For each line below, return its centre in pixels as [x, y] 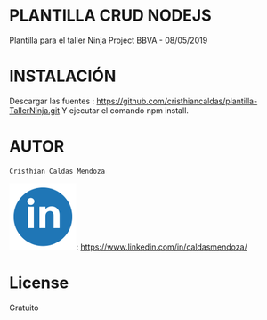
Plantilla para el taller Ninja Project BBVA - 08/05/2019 [109, 40]
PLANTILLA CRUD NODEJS [110, 16]
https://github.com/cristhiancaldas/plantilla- [177, 101]
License [39, 283]
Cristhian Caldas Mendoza [57, 171]
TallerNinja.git [35, 110]
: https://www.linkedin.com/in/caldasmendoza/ [162, 247]
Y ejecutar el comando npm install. [125, 110]
